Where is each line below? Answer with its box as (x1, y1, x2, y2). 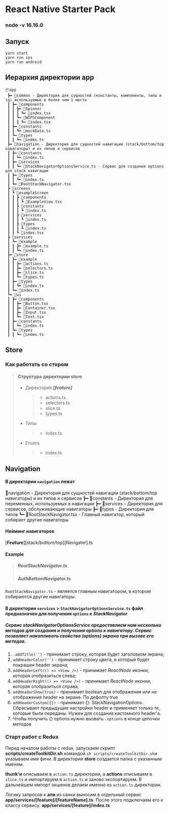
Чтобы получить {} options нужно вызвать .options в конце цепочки (12, 715, 160, 721)
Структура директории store (17, 373, 82, 379)
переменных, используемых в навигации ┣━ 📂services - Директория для (5, 500, 163, 506)
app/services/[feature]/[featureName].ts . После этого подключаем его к (5, 797, 163, 803)
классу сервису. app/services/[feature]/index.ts (5, 802, 110, 808)
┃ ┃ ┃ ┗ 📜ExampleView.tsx (7, 199, 62, 204)
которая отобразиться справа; (12, 683, 79, 689)
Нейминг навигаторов (5, 528, 55, 534)
